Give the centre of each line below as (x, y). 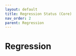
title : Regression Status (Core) (38, 14)
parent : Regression (25, 23)
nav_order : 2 (18, 18)
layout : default (21, 9)
